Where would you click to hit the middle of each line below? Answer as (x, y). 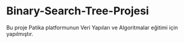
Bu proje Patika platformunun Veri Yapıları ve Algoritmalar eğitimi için (92, 27)
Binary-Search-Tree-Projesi (78, 11)
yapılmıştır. (20, 33)
